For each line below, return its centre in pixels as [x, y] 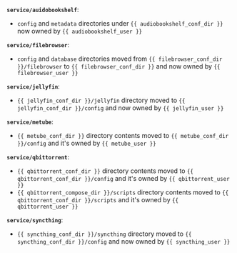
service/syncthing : [35, 220]
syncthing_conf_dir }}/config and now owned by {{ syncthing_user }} [123, 241]
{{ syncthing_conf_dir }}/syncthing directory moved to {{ [104, 234]
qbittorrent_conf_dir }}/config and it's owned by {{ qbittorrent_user [123, 178]
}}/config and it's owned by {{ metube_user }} [86, 143]
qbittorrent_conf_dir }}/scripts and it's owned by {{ [98, 200]
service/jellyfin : [33, 86]
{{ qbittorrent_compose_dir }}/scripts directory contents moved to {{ [123, 192]
